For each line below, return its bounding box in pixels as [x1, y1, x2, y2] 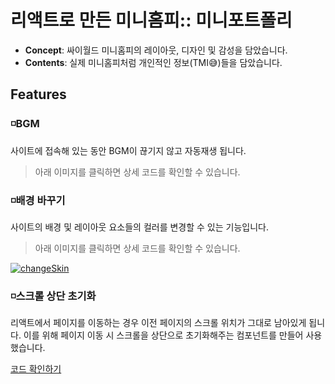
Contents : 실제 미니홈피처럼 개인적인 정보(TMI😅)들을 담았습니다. [24, 56, 283, 68]
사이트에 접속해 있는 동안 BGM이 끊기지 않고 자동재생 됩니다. [10, 144, 247, 156]
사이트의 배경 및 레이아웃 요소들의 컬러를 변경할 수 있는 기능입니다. [10, 221, 269, 233]
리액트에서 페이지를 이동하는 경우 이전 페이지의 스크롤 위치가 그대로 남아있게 [10, 317, 307, 329]
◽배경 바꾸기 [10, 193, 66, 207]
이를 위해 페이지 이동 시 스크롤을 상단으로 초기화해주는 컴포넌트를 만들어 [23, 329, 304, 341]
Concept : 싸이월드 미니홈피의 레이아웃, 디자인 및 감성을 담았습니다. [24, 44, 288, 56]
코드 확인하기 [10, 363, 62, 375]
